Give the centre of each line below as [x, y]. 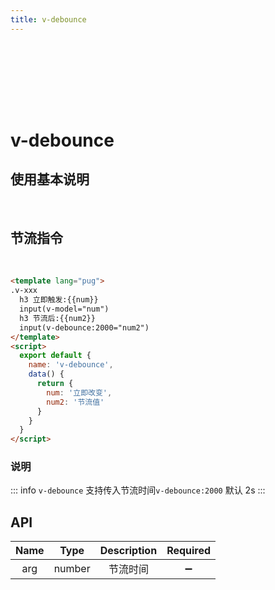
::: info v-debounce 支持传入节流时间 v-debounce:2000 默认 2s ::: [138, 490]
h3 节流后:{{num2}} [57, 318]
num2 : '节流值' [75, 402]
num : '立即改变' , [79, 392]
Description [128, 551]
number [72, 569]
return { [55, 384]
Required [189, 551]
